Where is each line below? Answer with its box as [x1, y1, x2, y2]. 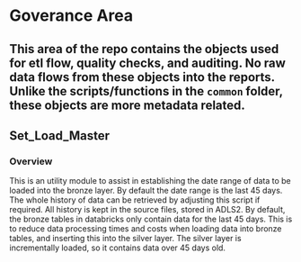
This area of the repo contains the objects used [9, 41, 279, 57]
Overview [9, 155, 53, 167]
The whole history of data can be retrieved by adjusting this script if [9, 194, 261, 205]
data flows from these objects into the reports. [9, 69, 276, 85]
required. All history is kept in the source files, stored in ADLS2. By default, [9, 204, 286, 215]
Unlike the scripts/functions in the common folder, [9, 83, 283, 99]
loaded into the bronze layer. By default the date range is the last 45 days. [9, 185, 283, 196]
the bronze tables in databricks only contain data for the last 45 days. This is [9, 213, 293, 225]
